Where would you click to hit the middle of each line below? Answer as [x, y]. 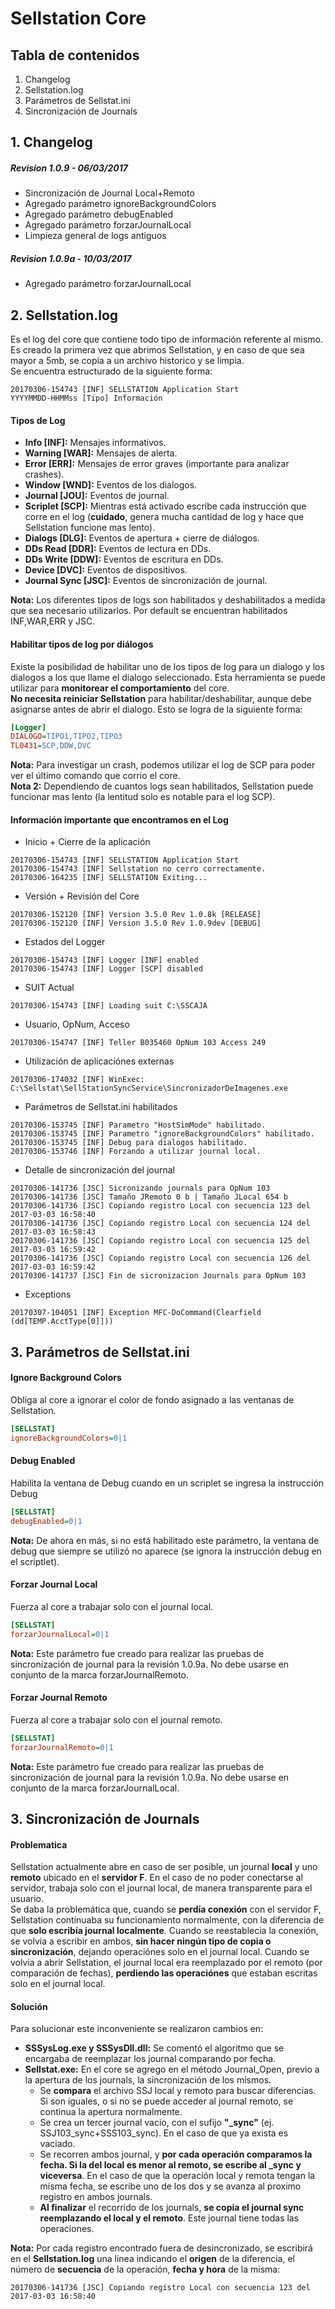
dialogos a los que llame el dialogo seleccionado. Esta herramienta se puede [168, 677]
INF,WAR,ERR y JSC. [53, 621]
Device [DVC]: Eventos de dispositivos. [106, 570]
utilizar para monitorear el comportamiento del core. [120, 688]
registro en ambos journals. [96, 2197]
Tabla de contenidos [75, 55]
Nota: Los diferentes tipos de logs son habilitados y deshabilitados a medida [168, 600]
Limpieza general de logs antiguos [95, 236]
